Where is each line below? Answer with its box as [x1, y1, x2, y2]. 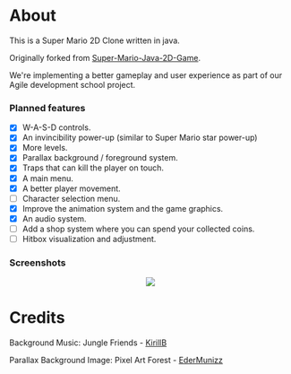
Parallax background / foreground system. [21, 152, 178, 163]
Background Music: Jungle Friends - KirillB [9, 337, 167, 348]
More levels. [21, 143, 68, 153]
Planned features [9, 101, 86, 114]
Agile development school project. [9, 79, 136, 90]
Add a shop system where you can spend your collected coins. [21, 223, 255, 234]
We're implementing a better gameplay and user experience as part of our [9, 69, 283, 81]
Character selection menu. [21, 193, 121, 204]
